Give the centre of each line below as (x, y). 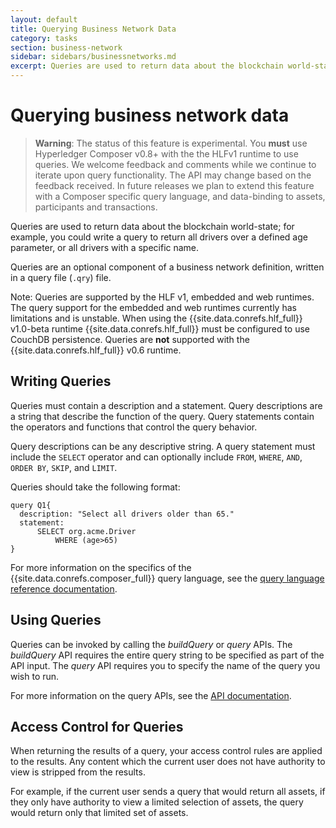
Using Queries (56, 620)
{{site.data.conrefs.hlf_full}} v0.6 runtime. (96, 350)
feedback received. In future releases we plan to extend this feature (174, 185)
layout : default (44, 19)
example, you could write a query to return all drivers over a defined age (159, 237)
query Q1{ (31, 505)
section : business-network (66, 47)
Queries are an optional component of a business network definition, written (167, 267)
